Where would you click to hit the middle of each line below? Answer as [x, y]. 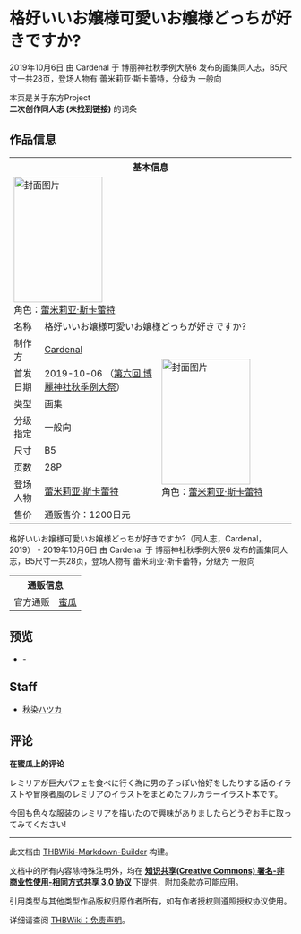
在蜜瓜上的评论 [37, 764]
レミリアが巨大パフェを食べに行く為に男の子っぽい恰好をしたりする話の [142, 783]
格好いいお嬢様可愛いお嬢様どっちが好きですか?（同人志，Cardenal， [138, 538]
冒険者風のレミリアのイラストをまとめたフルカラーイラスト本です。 [158, 794]
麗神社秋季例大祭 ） [85, 386]
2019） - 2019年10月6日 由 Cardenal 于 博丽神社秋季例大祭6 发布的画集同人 [149, 549]
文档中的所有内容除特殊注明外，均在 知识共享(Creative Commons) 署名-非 [147, 871]
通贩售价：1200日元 [87, 515]
